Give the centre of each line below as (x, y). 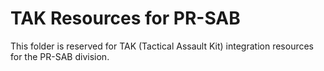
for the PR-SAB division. (60, 56)
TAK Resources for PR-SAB (125, 18)
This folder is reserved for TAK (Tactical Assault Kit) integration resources (162, 46)
